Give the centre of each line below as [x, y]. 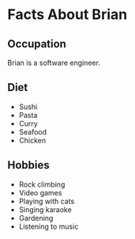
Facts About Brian [67, 15]
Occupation [37, 44]
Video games [40, 192]
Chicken [32, 140]
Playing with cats [47, 201]
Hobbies [29, 165]
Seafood [33, 131]
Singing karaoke [45, 209]
